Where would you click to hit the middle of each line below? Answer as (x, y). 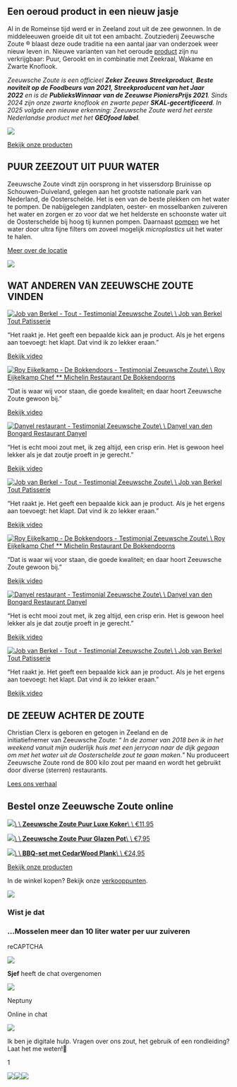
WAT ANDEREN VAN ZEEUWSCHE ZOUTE (101, 286)
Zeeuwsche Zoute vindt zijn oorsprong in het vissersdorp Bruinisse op (109, 184)
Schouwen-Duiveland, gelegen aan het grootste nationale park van (105, 191)
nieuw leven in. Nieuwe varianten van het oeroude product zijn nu (103, 51)
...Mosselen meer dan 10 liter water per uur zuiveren (99, 931)
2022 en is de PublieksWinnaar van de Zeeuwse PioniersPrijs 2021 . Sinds (117, 95)
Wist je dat (26, 912)
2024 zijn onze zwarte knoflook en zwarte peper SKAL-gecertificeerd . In (115, 103)
